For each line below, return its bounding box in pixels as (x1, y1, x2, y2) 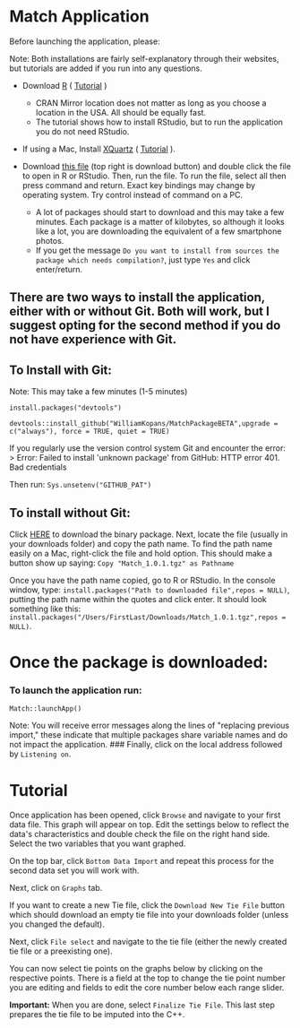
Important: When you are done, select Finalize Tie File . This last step (9, 999, 275, 1010)
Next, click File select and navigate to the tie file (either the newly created (9, 937, 287, 947)
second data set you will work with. (9, 865, 140, 876)
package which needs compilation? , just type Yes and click (35, 254, 251, 265)
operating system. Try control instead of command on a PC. (21, 189, 244, 200)
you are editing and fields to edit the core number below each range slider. (9, 982, 285, 993)
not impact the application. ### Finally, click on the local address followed (9, 739, 283, 750)
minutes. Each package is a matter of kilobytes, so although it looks (35, 216, 285, 227)
